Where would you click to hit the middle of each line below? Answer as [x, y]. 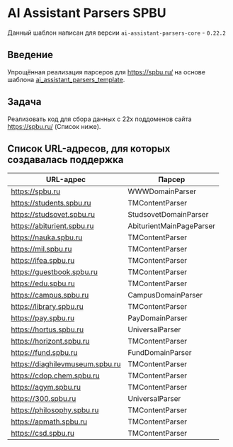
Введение [30, 55]
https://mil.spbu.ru [41, 249]
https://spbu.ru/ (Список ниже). [54, 126]
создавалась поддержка [66, 160]
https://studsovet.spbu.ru [53, 215]
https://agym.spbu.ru [46, 387]
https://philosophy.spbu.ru [55, 410]
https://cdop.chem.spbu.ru [56, 375]
